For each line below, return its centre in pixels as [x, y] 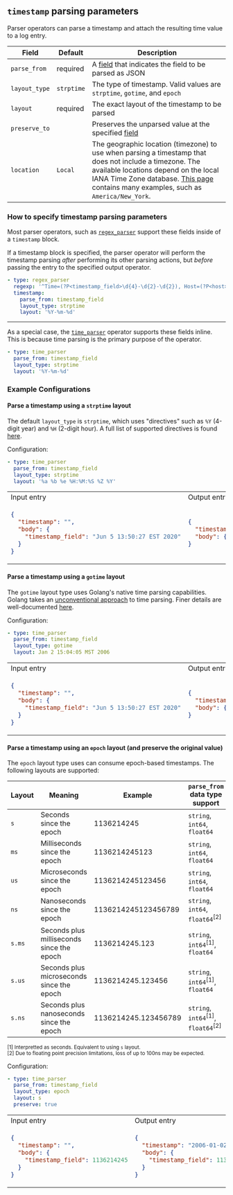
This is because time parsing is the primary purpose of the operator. [105, 340]
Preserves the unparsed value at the [151, 124]
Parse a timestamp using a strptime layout [69, 405]
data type [206, 794]
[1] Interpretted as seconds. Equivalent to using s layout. [74, 1047]
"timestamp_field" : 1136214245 [76, 1160]
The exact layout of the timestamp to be [157, 104]
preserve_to [31, 128]
